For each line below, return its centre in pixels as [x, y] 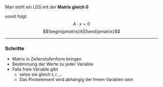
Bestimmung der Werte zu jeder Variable [53, 64]
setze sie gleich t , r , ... [41, 74]
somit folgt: [16, 16]
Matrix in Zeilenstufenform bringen [47, 59]
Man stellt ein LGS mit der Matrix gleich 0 [47, 7]
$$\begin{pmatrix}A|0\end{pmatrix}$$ [81, 31]
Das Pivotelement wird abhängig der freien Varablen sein [76, 80]
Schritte [15, 48]
